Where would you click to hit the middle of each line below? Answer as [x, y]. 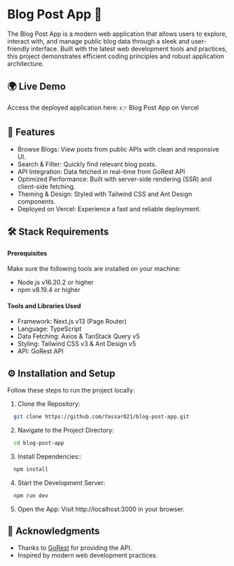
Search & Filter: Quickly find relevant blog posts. [87, 164]
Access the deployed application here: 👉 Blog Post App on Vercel [103, 107]
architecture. [26, 63]
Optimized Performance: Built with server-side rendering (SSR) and [115, 179]
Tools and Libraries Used [44, 305]
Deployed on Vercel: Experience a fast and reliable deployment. [109, 209]
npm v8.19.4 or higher [49, 290]
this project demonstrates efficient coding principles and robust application [116, 56]
